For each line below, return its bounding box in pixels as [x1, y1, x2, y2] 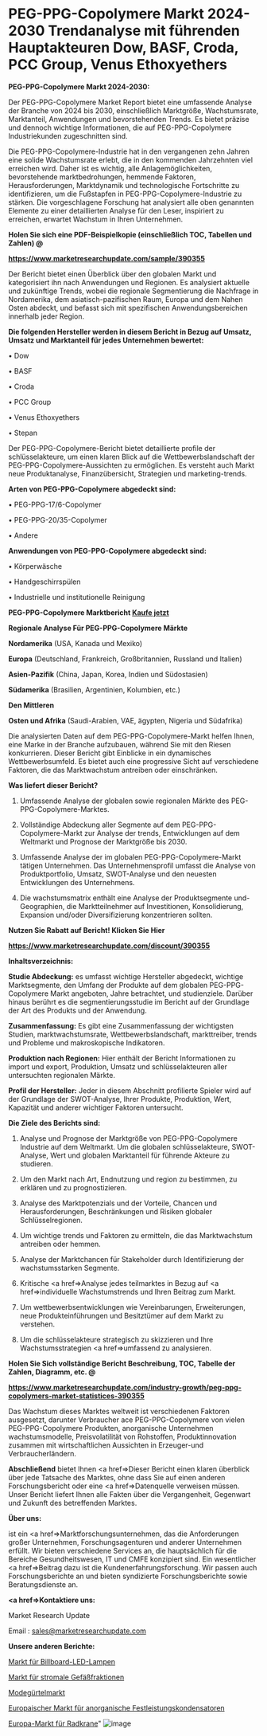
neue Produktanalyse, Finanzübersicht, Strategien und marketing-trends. [8, 468, 248, 478]
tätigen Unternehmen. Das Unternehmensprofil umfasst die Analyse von [19, 860, 256, 870]
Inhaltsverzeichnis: [8, 956, 74, 966]
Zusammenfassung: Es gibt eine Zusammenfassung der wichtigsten [8, 1021, 234, 1030]
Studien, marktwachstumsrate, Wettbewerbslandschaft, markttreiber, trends [8, 1029, 257, 1039]
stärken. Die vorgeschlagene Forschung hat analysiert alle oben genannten [8, 197, 254, 207]
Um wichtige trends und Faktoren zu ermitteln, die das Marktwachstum [19, 1230, 253, 1240]
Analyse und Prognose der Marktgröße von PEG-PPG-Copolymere [19, 1133, 238, 1143]
